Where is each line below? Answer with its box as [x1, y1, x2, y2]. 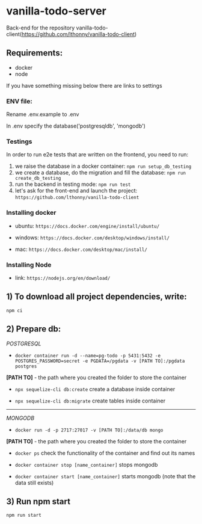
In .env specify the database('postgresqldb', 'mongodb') [6, 122, 146, 130]
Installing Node [6, 260, 52, 269]
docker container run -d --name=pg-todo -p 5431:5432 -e [14, 353, 161, 359]
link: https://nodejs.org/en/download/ [14, 274, 111, 281]
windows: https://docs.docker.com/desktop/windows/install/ [14, 233, 170, 241]
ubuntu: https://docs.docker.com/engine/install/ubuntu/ [14, 222, 160, 229]
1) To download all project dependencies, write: [6, 292, 188, 302]
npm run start [6, 513, 42, 519]
